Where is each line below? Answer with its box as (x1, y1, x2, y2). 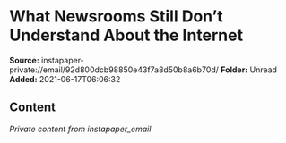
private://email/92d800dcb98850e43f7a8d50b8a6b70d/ (9, 64, 220, 75)
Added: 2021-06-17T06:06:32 (9, 73, 121, 84)
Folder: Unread (221, 64, 278, 75)
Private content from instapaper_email (9, 123, 152, 134)
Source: (9, 55, 40, 65)
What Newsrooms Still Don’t (9, 6, 223, 27)
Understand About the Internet (9, 25, 244, 46)
